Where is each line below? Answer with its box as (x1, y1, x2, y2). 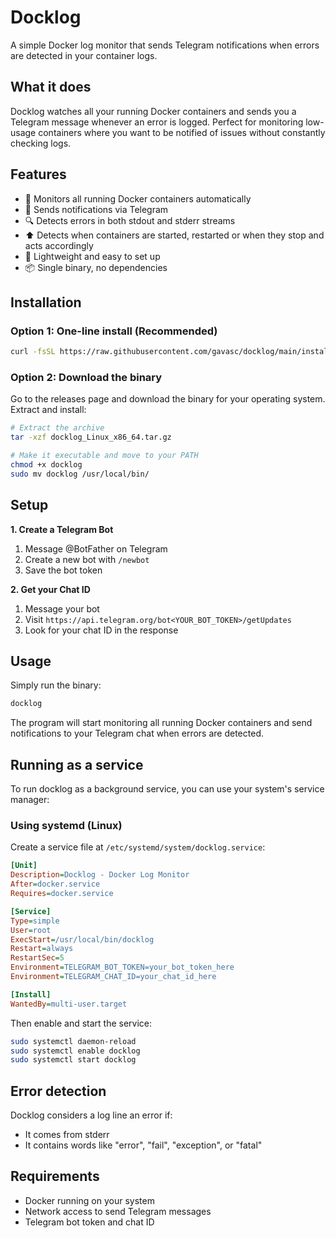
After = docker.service (10, 879, 101, 890)
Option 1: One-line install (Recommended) (10, 324, 218, 338)
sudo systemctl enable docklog (10, 1046, 141, 1056)
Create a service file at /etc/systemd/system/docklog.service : (10, 841, 266, 853)
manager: (10, 794, 50, 806)
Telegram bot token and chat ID (24, 1216, 155, 1228)
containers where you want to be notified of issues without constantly (38, 126, 326, 138)
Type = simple (10, 916, 60, 926)
